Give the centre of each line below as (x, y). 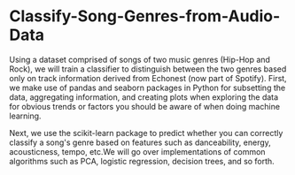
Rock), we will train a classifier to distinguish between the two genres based (148, 69)
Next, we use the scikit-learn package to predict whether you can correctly (146, 133)
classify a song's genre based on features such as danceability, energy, (140, 142)
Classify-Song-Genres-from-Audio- (145, 16)
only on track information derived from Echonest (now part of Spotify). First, (148, 78)
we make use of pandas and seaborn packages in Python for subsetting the (147, 87)
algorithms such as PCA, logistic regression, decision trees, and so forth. (142, 161)
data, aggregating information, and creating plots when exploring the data (144, 97)
